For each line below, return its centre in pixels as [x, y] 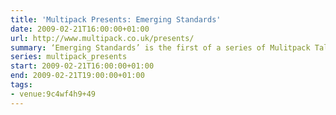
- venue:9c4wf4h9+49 [53, 94]
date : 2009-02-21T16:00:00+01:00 [80, 29]
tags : [21, 85]
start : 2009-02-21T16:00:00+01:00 [82, 66]
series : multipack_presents [69, 57]
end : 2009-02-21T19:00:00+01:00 [77, 76]
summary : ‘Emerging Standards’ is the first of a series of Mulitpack [160, 47]
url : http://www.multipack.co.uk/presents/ [102, 38]
